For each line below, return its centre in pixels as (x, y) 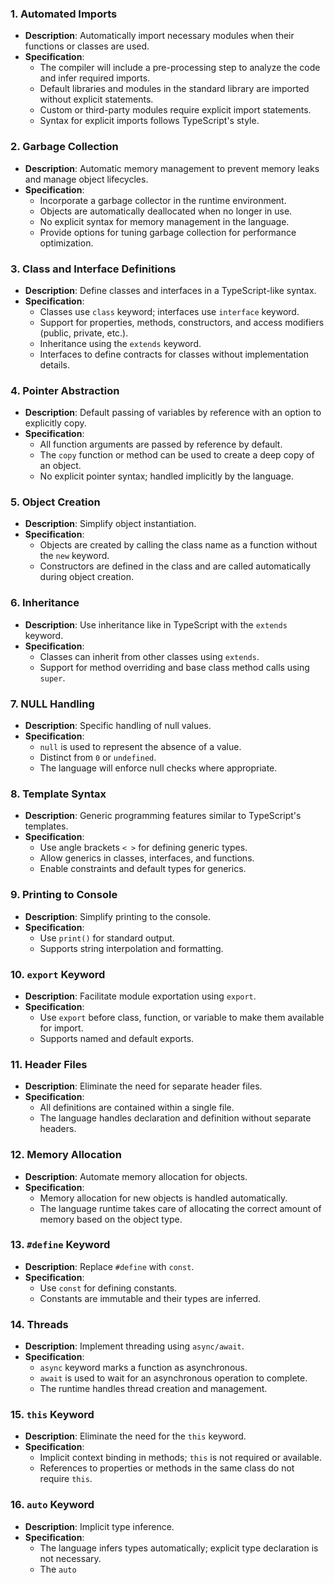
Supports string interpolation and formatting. (131, 948)
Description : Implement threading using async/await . (134, 1346)
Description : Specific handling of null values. (118, 726)
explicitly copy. (55, 423)
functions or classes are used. (87, 46)
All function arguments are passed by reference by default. (161, 444)
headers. (58, 1129)
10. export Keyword (58, 974)
